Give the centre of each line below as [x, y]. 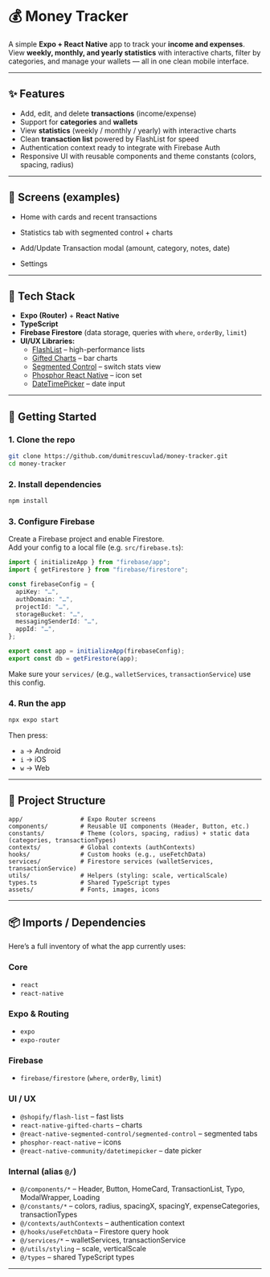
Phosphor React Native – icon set [87, 375]
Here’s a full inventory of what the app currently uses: [97, 946]
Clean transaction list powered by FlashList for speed [109, 139]
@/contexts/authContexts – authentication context [102, 1223]
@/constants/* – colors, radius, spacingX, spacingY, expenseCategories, [140, 1206]
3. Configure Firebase [51, 522]
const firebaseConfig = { [51, 584]
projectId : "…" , [43, 607]
